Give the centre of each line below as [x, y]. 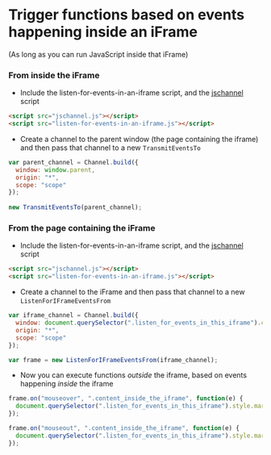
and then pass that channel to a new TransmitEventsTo [110, 148]
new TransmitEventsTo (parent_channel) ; [75, 207]
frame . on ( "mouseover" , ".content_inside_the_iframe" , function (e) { [126, 399]
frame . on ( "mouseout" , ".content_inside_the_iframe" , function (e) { [124, 428]
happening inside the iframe [67, 384]
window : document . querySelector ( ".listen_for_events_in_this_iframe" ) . [139, 323]
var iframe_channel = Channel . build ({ [73, 315]
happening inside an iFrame [103, 32]
